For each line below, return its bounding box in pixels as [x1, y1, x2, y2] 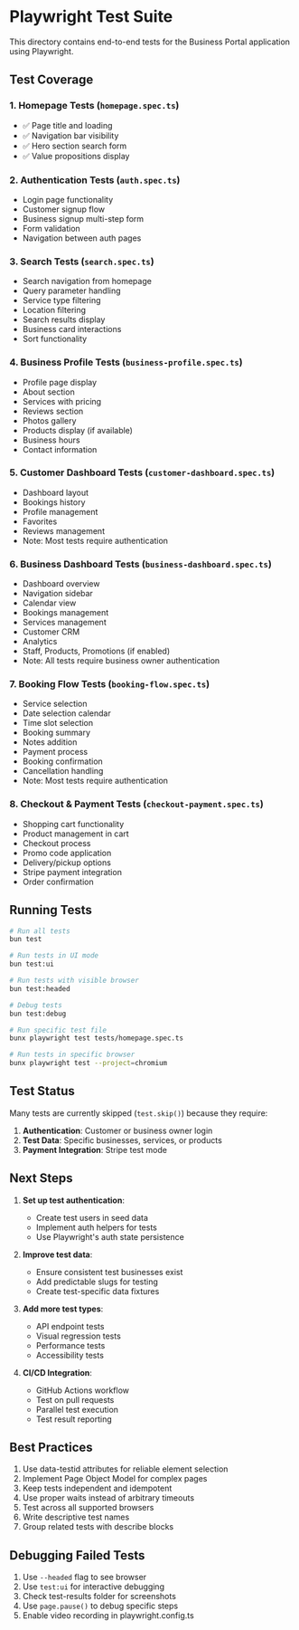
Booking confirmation [22, 756, 104, 767]
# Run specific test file [9, 1025, 107, 1034]
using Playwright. [9, 45, 74, 56]
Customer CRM [22, 626, 80, 637]
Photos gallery [22, 415, 77, 426]
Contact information [22, 443, 98, 454]
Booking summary [22, 727, 91, 739]
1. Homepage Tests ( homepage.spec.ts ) [9, 100, 180, 112]
